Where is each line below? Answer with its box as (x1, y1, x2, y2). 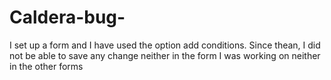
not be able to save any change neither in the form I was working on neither (9, 49, 321, 61)
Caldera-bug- (9, 6, 126, 29)
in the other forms (9, 60, 84, 72)
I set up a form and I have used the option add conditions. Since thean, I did (9, 39, 321, 51)
